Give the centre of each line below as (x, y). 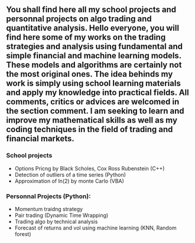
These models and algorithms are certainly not (94, 65)
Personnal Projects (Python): (48, 196)
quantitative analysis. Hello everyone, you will (92, 28)
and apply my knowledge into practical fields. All (97, 93)
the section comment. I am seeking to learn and (95, 111)
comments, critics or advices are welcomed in (93, 102)
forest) (23, 234)
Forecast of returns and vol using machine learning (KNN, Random (96, 228)
